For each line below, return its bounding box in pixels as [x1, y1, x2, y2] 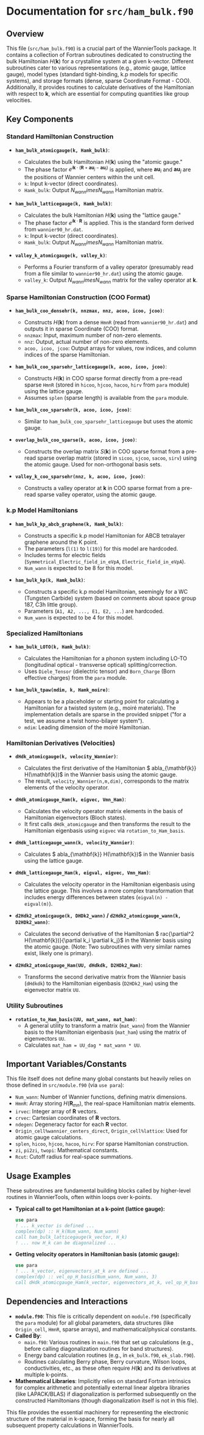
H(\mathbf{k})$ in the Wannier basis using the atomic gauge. [24, 771, 178, 778]
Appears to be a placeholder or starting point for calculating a [24, 698, 180, 705]
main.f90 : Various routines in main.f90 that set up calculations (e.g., [24, 1338, 194, 1345]
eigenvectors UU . [24, 1034, 66, 1042]
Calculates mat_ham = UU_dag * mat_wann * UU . [24, 1041, 141, 1049]
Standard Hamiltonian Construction [6, 132, 114, 141]
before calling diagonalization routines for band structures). [24, 1345, 174, 1352]
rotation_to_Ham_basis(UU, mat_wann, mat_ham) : [15, 1015, 137, 1022]
